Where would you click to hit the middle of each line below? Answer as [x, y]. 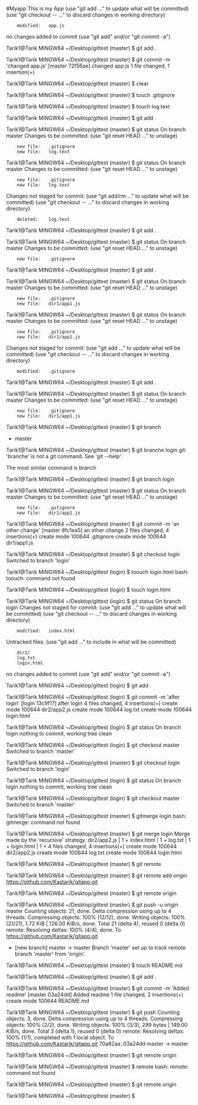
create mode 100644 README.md [48, 1001]
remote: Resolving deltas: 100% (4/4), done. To [64, 930]
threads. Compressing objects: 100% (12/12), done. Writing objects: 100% [96, 917]
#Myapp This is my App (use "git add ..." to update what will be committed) [98, 9]
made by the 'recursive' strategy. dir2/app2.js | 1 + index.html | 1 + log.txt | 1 [98, 840]
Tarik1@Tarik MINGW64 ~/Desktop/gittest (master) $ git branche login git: [96, 450]
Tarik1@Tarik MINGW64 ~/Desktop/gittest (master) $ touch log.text [88, 106]
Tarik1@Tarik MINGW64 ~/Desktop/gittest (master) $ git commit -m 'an [93, 524]
